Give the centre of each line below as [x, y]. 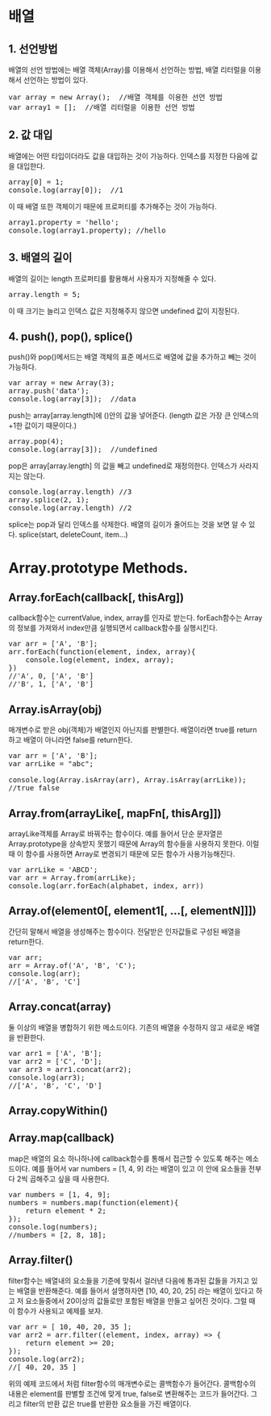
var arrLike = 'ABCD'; [53, 870]
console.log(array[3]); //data [72, 399]
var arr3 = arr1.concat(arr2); [70, 1069]
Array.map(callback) [61, 1138]
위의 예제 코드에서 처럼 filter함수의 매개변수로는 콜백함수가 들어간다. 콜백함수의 [132, 1383]
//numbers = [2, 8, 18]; [57, 1235]
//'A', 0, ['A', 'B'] [51, 676]
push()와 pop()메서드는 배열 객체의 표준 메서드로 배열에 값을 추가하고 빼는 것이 [132, 357]
